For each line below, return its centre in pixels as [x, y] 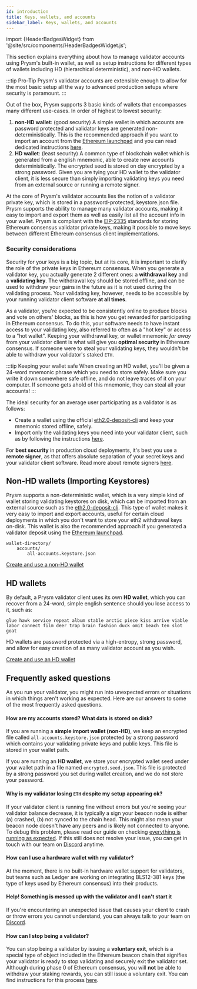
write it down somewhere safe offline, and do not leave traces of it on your [96, 378]
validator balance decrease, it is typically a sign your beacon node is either [97, 813]
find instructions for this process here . [52, 980]
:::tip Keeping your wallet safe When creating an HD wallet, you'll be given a [98, 366]
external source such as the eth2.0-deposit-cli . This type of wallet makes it [97, 508]
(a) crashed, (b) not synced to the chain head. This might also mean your [95, 819]
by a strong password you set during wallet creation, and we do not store [95, 774]
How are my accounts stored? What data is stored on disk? [79, 718]
